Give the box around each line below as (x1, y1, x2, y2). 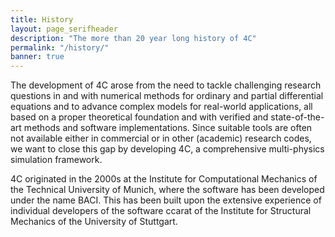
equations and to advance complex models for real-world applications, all (10, 101, 313, 113)
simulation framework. (10, 154, 103, 166)
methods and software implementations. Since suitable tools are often (23, 122, 313, 134)
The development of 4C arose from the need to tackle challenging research (10, 79, 322, 91)
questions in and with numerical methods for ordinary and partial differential (10, 90, 324, 102)
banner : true (10, 52, 65, 62)
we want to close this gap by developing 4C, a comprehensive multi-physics (10, 143, 325, 155)
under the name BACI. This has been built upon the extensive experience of (10, 194, 322, 206)
